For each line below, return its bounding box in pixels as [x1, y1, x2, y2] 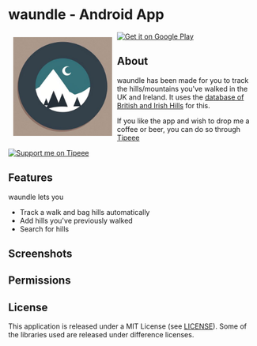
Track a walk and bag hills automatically [19, 207, 150, 216]
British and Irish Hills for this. [117, 100, 211, 110]
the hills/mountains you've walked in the [117, 84, 248, 93]
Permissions [8, 274, 71, 288]
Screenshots [8, 246, 73, 260]
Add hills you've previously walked [19, 216, 133, 225]
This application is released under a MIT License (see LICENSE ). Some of [8, 322, 248, 331]
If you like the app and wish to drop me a [117, 116, 250, 126]
